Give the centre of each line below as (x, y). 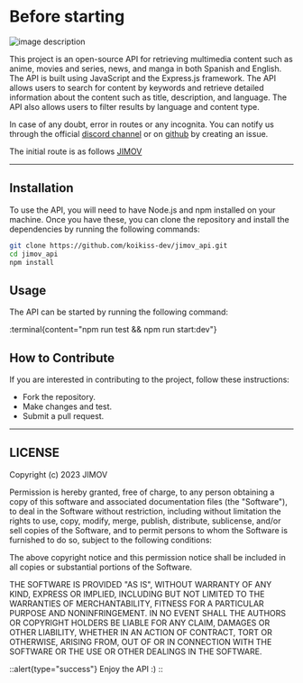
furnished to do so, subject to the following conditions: (110, 540)
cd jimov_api (34, 254)
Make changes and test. (67, 406)
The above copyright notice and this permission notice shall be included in (147, 557)
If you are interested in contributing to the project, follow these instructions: (150, 379)
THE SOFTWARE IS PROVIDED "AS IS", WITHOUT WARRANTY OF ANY (141, 584)
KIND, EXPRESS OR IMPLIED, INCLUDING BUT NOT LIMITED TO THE (137, 594)
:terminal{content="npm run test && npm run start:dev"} (113, 330)
